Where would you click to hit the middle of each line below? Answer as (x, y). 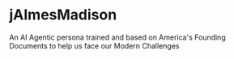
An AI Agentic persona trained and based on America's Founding (117, 37)
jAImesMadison (63, 15)
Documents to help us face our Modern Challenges (94, 45)
